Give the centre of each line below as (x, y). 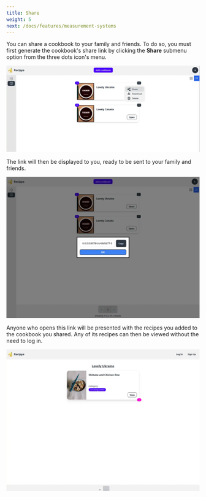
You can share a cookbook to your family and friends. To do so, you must (99, 44)
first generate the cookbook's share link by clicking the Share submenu (97, 51)
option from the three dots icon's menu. (56, 57)
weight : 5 (19, 19)
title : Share (23, 13)
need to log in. (25, 341)
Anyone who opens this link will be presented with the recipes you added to (102, 328)
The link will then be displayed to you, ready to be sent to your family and (99, 162)
